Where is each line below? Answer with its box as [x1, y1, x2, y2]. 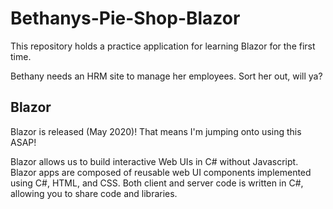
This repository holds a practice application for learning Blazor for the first [10, 40, 316, 52]
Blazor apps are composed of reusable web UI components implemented [10, 166, 312, 178]
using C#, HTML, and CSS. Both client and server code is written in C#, [10, 177, 304, 189]
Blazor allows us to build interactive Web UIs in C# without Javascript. [10, 155, 299, 167]
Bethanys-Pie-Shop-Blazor [10, 7, 241, 30]
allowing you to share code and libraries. [10, 187, 178, 199]
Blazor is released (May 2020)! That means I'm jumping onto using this [10, 125, 302, 137]
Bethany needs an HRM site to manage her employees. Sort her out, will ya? [10, 70, 323, 82]
